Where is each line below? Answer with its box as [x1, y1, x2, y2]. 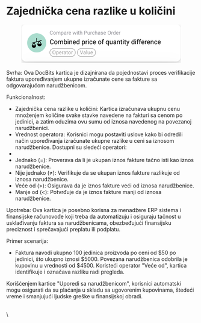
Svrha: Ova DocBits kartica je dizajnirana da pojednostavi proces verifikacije [6, 69, 196, 76]
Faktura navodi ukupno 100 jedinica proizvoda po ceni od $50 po [14, 249, 176, 256]
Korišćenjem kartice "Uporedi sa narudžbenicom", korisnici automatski [6, 280, 182, 287]
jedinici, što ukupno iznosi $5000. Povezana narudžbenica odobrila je [14, 255, 188, 263]
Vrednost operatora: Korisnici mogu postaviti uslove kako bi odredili [14, 131, 183, 138]
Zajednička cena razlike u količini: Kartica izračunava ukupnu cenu [14, 105, 181, 112]
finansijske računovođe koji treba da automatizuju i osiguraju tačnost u [6, 213, 181, 220]
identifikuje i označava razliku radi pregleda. [14, 268, 125, 275]
